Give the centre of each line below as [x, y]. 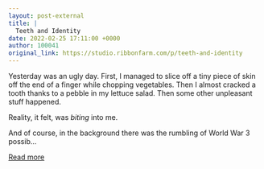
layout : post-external [46, 16]
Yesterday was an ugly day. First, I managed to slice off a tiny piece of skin [132, 76]
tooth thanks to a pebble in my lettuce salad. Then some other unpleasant [130, 93]
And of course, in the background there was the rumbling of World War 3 [129, 133]
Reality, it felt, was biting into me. [63, 117]
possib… [23, 141]
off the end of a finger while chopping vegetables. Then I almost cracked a [132, 84]
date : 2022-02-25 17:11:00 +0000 [64, 38]
